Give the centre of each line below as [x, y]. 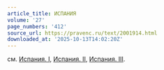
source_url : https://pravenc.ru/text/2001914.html [82, 33]
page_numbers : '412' [37, 26]
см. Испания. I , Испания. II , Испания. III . [66, 59]
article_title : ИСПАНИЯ [42, 14]
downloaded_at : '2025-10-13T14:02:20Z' [65, 40]
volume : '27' [26, 20]
